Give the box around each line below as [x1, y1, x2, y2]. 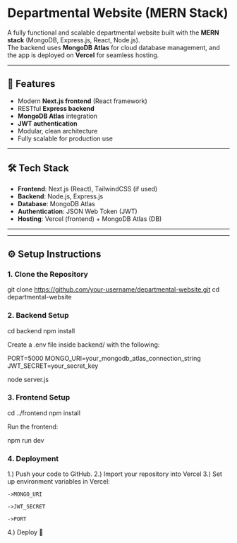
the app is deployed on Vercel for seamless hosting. [7, 51, 159, 59]
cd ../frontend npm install [7, 408, 81, 417]
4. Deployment [7, 453, 59, 463]
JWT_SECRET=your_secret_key [7, 362, 99, 370]
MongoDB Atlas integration [17, 112, 97, 120]
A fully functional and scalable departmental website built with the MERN [7, 28, 220, 37]
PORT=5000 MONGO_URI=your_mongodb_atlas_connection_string [7, 354, 201, 362]
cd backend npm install [7, 326, 75, 335]
